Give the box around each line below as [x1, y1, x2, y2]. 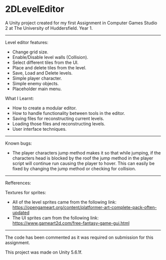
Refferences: [5, 180, 31, 186]
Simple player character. [12, 75, 62, 81]
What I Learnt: [5, 95, 34, 101]
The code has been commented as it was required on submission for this [5, 234, 154, 240]
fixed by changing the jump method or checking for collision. [12, 165, 136, 171]
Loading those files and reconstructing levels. [12, 120, 105, 127]
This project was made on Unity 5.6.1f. [5, 249, 83, 255]
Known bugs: [5, 140, 32, 146]
